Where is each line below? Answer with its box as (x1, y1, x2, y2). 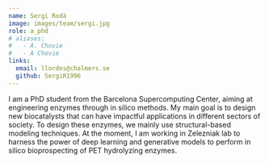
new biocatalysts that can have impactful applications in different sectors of (8, 111, 261, 121)
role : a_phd (8, 27, 48, 35)
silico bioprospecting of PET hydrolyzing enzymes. (8, 145, 178, 155)
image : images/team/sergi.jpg (8, 19, 111, 27)
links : (8, 57, 31, 65)
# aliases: (8, 34, 45, 43)
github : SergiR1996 (15, 72, 82, 80)
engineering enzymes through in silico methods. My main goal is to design (8, 102, 256, 112)
